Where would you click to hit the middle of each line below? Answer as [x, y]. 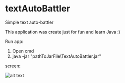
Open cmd [23, 51]
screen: [13, 66]
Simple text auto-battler [29, 22]
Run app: [14, 41]
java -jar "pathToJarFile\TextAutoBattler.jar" [57, 56]
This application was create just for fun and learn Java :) [63, 32]
